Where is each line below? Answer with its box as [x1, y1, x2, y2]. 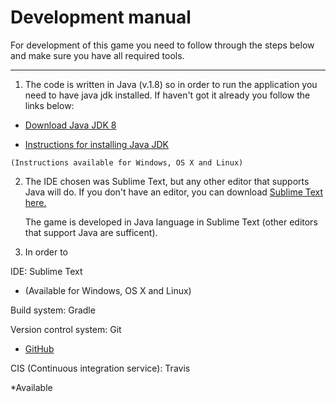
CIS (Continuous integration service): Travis [10, 362, 191, 374]
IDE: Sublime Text [10, 265, 83, 277]
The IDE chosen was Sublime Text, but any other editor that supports [24, 175, 310, 187]
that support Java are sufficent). [24, 226, 158, 238]
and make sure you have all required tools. [10, 49, 185, 61]
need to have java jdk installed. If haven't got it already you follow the [24, 89, 311, 101]
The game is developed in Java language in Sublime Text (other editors [24, 216, 318, 228]
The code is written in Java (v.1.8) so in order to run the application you [24, 78, 318, 90]
